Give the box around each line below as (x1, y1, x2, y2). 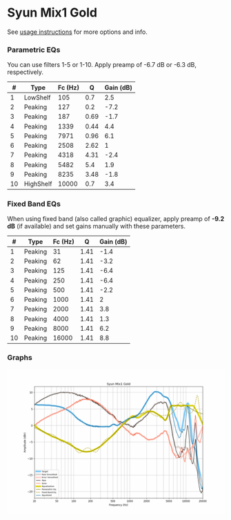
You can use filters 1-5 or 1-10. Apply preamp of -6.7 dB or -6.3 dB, (7, 61, 197, 69)
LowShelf (23, 93, 51, 102)
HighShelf (23, 180, 52, 188)
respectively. (7, 68, 43, 77)
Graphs (7, 353, 32, 363)
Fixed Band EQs (7, 199, 61, 209)
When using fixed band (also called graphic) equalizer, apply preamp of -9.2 (7, 215, 225, 223)
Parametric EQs (7, 45, 61, 55)
